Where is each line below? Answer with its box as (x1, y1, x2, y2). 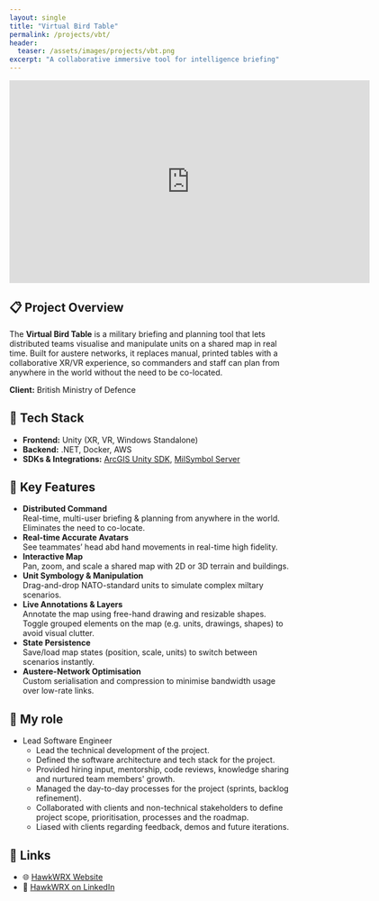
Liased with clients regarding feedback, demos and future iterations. (35, 822, 290, 833)
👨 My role (9, 711, 64, 726)
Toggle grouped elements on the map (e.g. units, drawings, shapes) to (22, 618, 284, 629)
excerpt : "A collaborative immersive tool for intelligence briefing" (9, 55, 280, 64)
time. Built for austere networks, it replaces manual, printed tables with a (9, 348, 278, 359)
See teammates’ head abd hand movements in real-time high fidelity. (22, 542, 278, 552)
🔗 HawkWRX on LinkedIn (22, 882, 115, 893)
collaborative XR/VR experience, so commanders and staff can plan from (9, 357, 281, 368)
